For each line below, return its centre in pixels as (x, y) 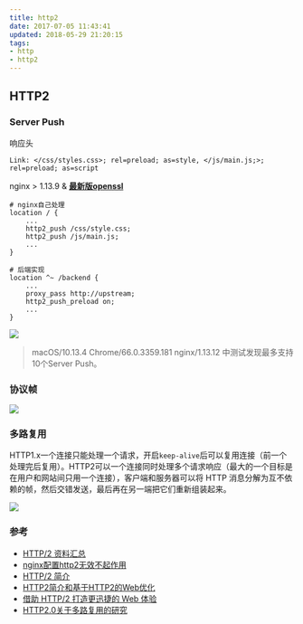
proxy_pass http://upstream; (80, 293)
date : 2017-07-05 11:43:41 (60, 26)
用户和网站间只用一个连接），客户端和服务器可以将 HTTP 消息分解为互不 (151, 478)
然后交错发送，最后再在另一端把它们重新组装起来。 (136, 489)
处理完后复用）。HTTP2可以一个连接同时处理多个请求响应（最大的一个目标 (147, 467)
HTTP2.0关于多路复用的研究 (75, 610)
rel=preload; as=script (54, 168)
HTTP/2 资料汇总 (54, 553)
